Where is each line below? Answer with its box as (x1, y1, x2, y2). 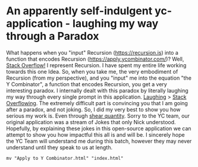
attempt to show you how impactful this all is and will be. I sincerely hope (6, 131, 186, 138)
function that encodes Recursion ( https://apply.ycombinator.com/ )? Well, (6, 55, 184, 62)
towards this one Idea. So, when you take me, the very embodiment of (6, 68, 178, 75)
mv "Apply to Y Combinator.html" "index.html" (6, 155, 124, 161)
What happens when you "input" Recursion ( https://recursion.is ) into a (6, 49, 178, 56)
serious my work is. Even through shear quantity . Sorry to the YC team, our (6, 112, 190, 119)
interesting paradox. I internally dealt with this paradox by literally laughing (6, 87, 188, 94)
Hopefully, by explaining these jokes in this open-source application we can (6, 125, 191, 132)
